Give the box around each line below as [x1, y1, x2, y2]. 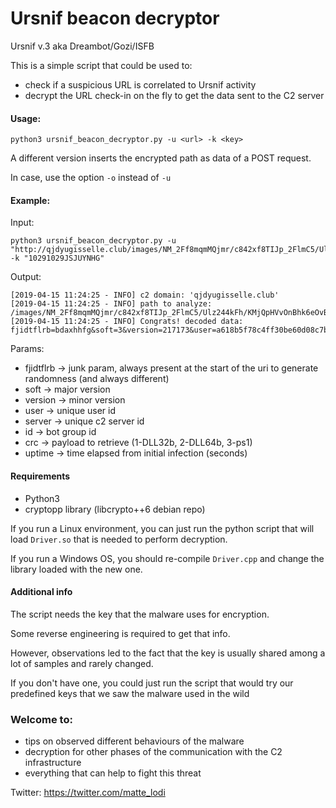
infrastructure [24, 757, 82, 769]
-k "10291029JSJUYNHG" [10, 253, 105, 264]
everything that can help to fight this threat [24, 767, 202, 779]
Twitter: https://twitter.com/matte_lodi [10, 787, 166, 799]
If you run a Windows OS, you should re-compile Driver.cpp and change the [10, 552, 325, 564]
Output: [10, 271, 42, 283]
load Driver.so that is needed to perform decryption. [10, 533, 228, 545]
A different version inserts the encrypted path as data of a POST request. [10, 152, 312, 164]
